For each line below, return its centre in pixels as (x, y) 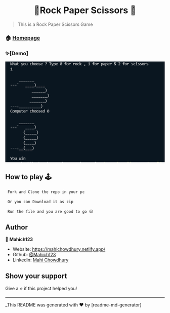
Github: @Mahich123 (34, 255)
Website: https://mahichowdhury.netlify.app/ (59, 249)
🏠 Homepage (23, 37)
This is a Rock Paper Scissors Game (55, 24)
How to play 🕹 (28, 177)
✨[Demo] (17, 53)
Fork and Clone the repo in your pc (46, 192)
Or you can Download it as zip (40, 202)
